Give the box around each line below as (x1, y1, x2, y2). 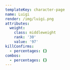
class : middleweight (14, 30, 56, 35)
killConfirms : (5, 44, 35, 49)
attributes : (5, 21, 30, 26)
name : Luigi (5, 12, 30, 17)
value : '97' (14, 39, 38, 44)
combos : (5, 53, 21, 58)
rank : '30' (14, 35, 36, 40)
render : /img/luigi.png (5, 16, 54, 21)
